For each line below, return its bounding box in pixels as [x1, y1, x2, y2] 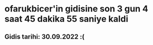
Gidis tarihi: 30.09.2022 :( [4, 33, 85, 41]
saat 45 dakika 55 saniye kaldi [4, 13, 129, 24]
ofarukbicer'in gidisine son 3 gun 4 [4, 3, 149, 14]
